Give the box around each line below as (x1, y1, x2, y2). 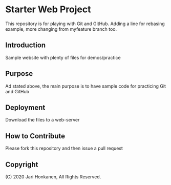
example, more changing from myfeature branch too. (5, 26, 117, 32)
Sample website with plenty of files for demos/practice (5, 54, 121, 60)
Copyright (5, 160, 38, 169)
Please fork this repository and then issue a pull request (5, 145, 123, 152)
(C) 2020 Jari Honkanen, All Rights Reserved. (5, 174, 101, 180)
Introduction (5, 41, 46, 50)
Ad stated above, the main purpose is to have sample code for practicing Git (5, 83, 166, 89)
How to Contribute (5, 132, 66, 140)
